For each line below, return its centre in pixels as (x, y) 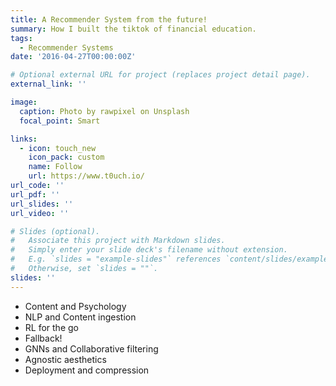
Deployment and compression (87, 370)
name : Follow (55, 167)
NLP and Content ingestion (80, 317)
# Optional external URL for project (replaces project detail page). (160, 75)
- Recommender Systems (66, 47)
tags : (21, 38)
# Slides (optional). (55, 231)
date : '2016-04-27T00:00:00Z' (73, 57)
